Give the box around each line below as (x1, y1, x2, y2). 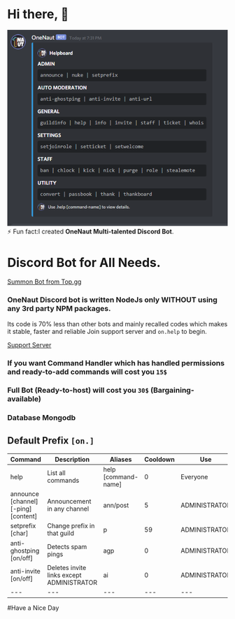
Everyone (180, 472, 208, 481)
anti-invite (10, 567, 41, 576)
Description (55, 455, 90, 463)
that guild (47, 529, 75, 537)
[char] (10, 529, 29, 537)
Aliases (109, 455, 132, 463)
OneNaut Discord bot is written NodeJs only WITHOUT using (7, 295, 218, 305)
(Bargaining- (150, 386, 194, 395)
